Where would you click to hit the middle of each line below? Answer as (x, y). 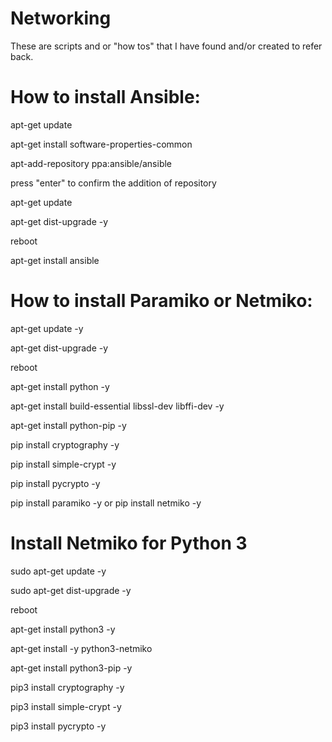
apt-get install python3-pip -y (71, 668)
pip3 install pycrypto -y (58, 726)
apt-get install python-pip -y (68, 425)
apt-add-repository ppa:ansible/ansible (91, 163)
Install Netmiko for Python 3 (129, 543)
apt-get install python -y (60, 386)
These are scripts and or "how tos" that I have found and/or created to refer (166, 46)
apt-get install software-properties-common (101, 144)
